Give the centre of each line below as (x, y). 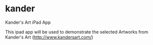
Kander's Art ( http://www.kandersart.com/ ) (49, 37)
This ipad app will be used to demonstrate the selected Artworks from (77, 32)
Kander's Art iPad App (28, 22)
